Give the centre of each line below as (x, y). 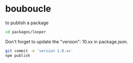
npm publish (18, 55)
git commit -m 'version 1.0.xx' (39, 51)
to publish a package (27, 23)
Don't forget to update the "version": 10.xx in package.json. (67, 41)
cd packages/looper (26, 32)
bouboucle (28, 9)
